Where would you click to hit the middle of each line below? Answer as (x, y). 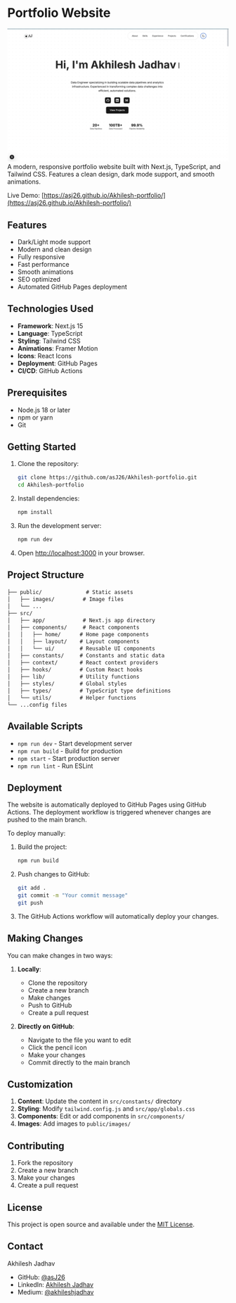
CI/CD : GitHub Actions (50, 370)
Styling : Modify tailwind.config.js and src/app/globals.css (106, 1109)
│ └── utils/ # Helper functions (72, 698)
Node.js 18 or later (44, 410)
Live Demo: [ (26, 196)
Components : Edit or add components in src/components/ (101, 1116)
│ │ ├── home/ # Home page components (78, 634)
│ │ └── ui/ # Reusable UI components (81, 648)
